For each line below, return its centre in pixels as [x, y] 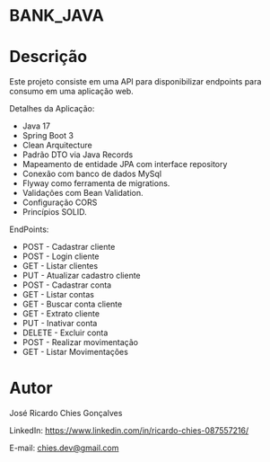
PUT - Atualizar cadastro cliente [81, 276]
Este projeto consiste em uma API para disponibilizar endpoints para [135, 82]
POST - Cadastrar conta [67, 285]
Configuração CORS [60, 202]
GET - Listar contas [58, 295]
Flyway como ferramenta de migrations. [96, 183]
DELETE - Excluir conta [65, 333]
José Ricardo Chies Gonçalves [66, 413]
